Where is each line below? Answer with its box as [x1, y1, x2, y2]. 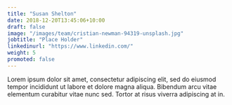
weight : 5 [7, 50, 37, 57]
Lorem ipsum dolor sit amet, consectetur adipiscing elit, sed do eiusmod [7, 75, 217, 83]
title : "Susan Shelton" [7, 10, 77, 17]
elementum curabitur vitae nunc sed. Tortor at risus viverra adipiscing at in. [7, 90, 225, 98]
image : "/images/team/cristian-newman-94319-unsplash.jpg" [7, 29, 184, 37]
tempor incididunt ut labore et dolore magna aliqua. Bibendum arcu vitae [7, 82, 217, 91]
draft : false [7, 23, 46, 30]
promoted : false [7, 56, 55, 63]
